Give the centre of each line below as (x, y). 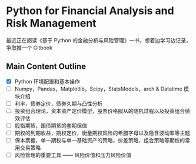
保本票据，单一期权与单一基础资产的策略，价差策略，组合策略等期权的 (100, 140)
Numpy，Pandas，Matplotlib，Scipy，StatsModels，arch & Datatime (98, 89)
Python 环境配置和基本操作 (47, 81)
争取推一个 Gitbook (29, 48)
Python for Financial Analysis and (90, 11)
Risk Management (51, 23)
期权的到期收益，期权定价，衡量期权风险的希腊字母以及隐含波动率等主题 (102, 133)
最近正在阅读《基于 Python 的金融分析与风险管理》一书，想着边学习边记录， (99, 40)
